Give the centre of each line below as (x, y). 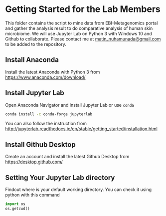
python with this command (32, 195)
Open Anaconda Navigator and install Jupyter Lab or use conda (70, 105)
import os (15, 204)
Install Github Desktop (40, 144)
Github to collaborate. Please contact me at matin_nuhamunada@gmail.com (83, 39)
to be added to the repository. (36, 44)
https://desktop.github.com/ (34, 162)
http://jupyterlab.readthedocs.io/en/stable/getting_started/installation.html (82, 129)
